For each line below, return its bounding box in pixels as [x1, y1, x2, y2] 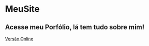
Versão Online [5, 36, 34, 42]
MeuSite [5, 3, 40, 15]
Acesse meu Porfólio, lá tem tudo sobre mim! [5, 23, 145, 31]
